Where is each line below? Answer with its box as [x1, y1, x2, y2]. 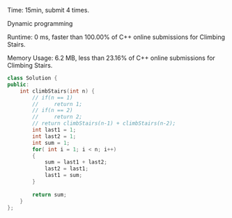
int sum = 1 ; [32, 139, 70, 146]
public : [7, 81, 30, 88]
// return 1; [32, 100, 82, 107]
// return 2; [32, 114, 82, 120]
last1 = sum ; [44, 172, 82, 179]
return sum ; [32, 191, 68, 198]
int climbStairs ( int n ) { [20, 87, 95, 95]
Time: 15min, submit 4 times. [7, 6, 89, 14]
